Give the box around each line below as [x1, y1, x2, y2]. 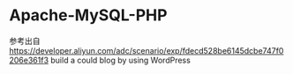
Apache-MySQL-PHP [9, 5, 168, 26]
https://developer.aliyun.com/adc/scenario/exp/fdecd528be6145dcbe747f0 [9, 45, 284, 55]
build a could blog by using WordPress [50, 55, 192, 65]
